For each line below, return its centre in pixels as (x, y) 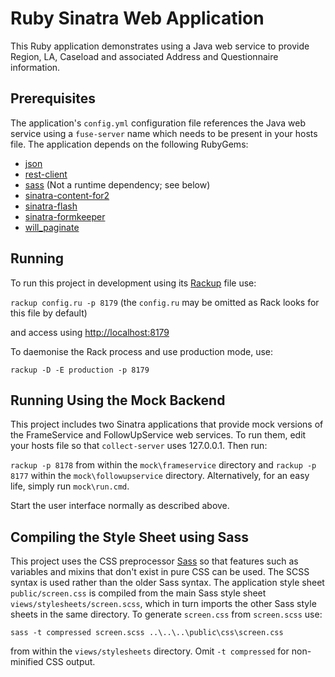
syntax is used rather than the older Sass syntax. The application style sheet (167, 583)
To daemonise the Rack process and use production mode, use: (142, 351)
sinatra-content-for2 (67, 195)
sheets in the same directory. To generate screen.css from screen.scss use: (166, 614)
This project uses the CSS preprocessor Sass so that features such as (154, 561)
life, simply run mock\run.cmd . (70, 486)
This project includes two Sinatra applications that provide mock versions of (167, 424)
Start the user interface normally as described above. (120, 506)
